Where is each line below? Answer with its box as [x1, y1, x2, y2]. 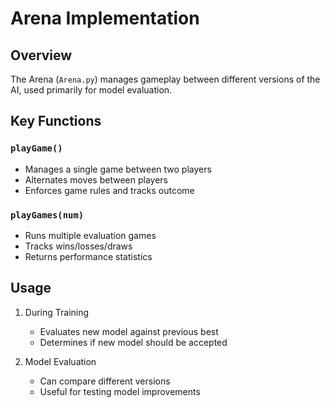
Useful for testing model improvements [39, 385, 201, 397]
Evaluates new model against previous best [39, 325, 219, 337]
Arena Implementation [10, 7, 200, 30]
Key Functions [10, 113, 102, 130]
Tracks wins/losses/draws [24, 240, 133, 252]
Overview [10, 47, 73, 64]
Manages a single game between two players [24, 163, 212, 175]
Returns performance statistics [24, 250, 153, 262]
